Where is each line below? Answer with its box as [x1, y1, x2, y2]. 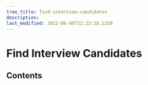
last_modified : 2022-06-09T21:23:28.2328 [6, 20, 113, 26]
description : [6, 15, 40, 21]
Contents [6, 70, 43, 81]
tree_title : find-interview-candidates [6, 8, 108, 15]
